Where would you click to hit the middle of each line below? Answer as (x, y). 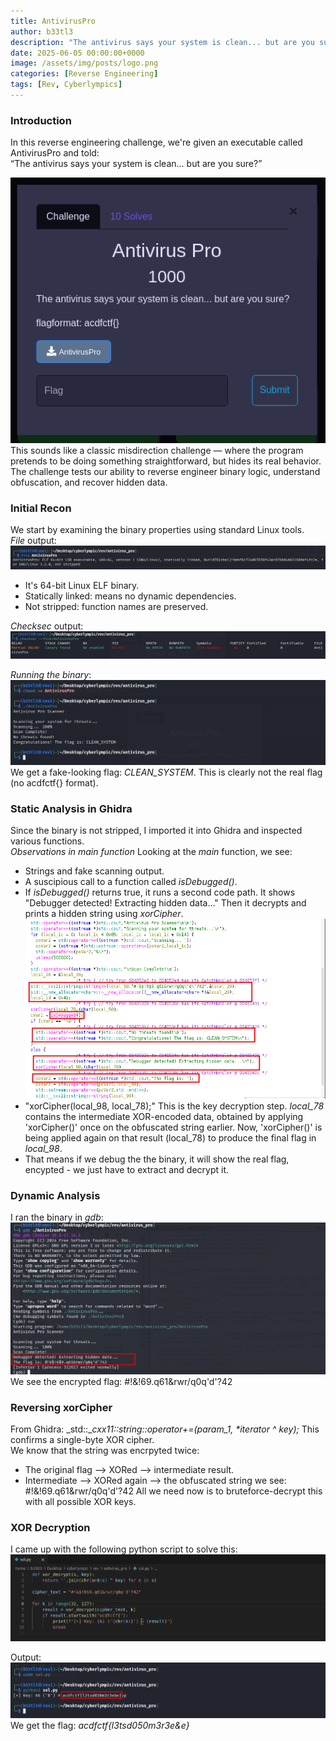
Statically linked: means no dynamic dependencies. (130, 596)
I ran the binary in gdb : (57, 1217)
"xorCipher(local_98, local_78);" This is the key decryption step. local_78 (174, 1106)
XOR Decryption (50, 1527)
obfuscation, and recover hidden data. (89, 482)
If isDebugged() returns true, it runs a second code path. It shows (160, 892)
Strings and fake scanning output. (94, 871)
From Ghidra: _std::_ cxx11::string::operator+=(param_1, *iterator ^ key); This (165, 1429)
